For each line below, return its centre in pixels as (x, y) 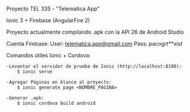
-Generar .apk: (25, 98)
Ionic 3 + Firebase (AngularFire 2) (48, 20)
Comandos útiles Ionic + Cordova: (49, 55)
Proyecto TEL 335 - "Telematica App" (53, 9)
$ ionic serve (35, 72)
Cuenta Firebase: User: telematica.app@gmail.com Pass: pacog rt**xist (94, 44)
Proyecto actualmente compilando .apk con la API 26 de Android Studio (95, 32)
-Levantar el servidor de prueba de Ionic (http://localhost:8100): (94, 66)
